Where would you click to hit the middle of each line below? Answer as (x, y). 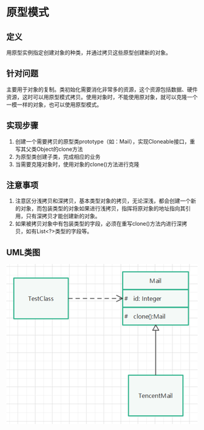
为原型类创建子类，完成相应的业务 (58, 156)
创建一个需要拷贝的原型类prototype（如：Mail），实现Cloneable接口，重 (105, 141)
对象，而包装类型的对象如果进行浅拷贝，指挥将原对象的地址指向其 (103, 209)
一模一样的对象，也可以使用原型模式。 (54, 105)
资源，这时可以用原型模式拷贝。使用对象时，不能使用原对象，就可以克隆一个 (102, 97)
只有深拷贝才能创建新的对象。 (63, 216)
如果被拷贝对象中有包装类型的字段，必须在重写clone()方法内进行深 (98, 224)
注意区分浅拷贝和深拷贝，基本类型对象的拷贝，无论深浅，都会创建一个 (103, 201)
